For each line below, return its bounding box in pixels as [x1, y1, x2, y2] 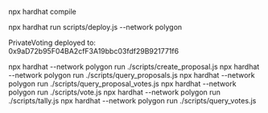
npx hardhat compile [8, 7, 76, 16]
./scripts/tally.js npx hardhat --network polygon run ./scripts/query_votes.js [8, 96, 257, 105]
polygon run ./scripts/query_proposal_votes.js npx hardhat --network [8, 79, 237, 88]
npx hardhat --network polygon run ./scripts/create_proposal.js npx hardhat [8, 62, 260, 71]
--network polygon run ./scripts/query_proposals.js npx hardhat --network [8, 71, 255, 79]
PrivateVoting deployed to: [8, 38, 97, 47]
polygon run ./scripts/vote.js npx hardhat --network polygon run [8, 87, 221, 97]
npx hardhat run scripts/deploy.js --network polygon [8, 22, 183, 31]
